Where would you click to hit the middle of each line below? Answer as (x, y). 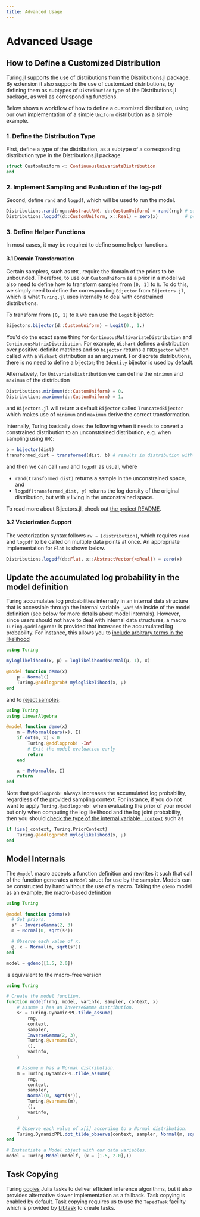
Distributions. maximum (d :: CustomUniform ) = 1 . (65, 397)
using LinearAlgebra (32, 716)
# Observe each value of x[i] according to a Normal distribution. (102, 1129)
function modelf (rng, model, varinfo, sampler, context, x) (82, 1002)
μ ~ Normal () (33, 677)
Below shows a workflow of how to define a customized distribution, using (97, 108)
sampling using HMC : (30, 438)
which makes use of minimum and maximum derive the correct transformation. (98, 414)
